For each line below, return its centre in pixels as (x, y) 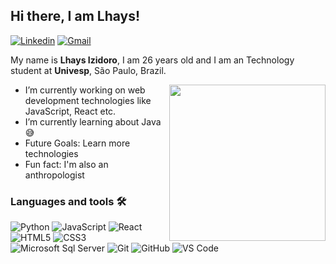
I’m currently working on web (85, 90)
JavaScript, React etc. (70, 111)
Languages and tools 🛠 (68, 201)
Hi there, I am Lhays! (75, 16)
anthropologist (54, 175)
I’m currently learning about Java (93, 121)
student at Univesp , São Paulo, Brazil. (88, 70)
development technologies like (88, 100)
